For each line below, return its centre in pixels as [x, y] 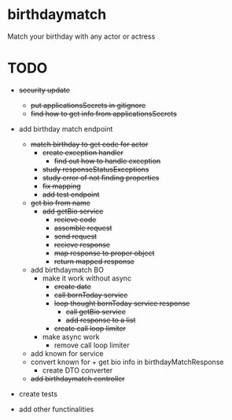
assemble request [83, 228]
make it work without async [87, 278]
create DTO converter [77, 370]
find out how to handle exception [107, 161]
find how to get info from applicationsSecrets [104, 113]
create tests [38, 394]
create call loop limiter [90, 328]
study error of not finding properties [101, 177]
